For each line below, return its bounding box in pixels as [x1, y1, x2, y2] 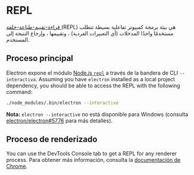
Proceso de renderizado [6, 134, 97, 145]
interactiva [6, 76, 36, 82]
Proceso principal [6, 53, 73, 63]
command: [6, 88, 33, 96]
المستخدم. [6, 36, 30, 43]
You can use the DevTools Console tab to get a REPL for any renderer [6, 150, 177, 157]
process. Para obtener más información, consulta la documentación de [6, 156, 181, 164]
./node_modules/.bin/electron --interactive [6, 100, 119, 106]
